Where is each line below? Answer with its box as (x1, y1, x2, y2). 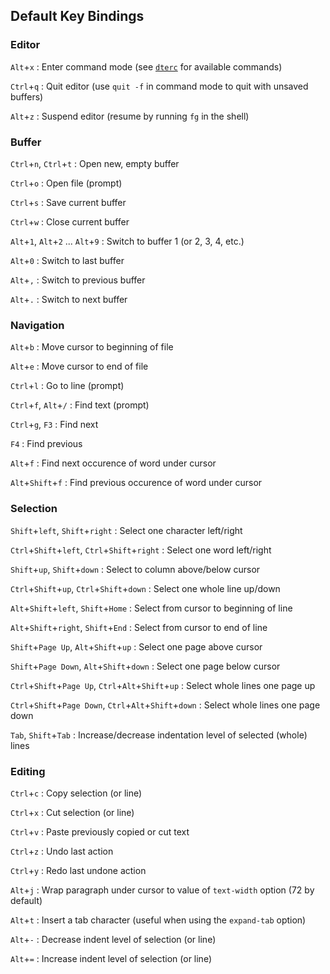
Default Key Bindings (10, 8, 145, 25)
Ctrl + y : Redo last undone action (10, 864, 147, 876)
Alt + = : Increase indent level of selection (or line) (10, 952, 213, 964)
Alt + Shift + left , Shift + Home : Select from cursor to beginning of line (10, 602, 293, 614)
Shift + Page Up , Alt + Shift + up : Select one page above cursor (10, 640, 263, 653)
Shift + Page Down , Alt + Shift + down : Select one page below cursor (10, 660, 281, 672)
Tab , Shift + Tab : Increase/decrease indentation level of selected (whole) (10, 729, 308, 741)
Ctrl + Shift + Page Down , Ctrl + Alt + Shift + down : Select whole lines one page (10, 699, 321, 711)
